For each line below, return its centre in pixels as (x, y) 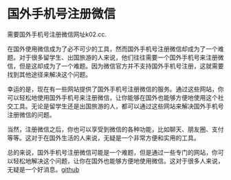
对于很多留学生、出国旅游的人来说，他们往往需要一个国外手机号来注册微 (121, 57)
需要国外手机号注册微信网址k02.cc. (57, 34)
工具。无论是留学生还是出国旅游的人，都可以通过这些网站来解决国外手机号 (118, 106)
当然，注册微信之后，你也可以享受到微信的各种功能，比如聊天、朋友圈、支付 (115, 129)
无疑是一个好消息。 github (43, 169)
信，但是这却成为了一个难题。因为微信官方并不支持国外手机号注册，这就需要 (115, 66)
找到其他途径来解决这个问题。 (49, 74)
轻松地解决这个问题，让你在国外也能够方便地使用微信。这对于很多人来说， (118, 161)
